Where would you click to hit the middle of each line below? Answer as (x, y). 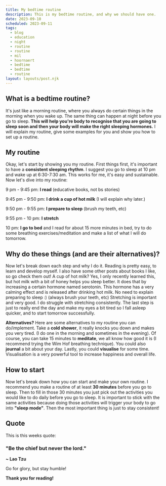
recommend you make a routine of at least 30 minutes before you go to (79, 387)
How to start (25, 370)
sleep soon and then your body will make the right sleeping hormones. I (81, 126)
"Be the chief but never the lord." (46, 448)
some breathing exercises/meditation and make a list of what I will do (76, 233)
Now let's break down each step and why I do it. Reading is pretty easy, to (81, 266)
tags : (11, 28)
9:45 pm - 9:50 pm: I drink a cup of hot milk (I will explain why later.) (75, 199)
